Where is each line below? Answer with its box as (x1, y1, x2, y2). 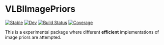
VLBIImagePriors (5, 3, 76, 15)
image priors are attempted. (5, 34, 61, 40)
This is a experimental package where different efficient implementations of (5, 29, 159, 35)
